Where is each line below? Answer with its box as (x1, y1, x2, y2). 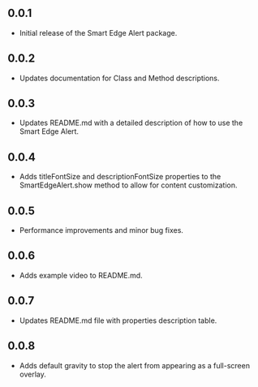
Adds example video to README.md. (19, 270, 143, 280)
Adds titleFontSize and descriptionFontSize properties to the (19, 172, 221, 182)
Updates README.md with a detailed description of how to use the (19, 118, 243, 128)
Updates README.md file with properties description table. (19, 316, 217, 325)
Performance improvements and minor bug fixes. (19, 226, 184, 235)
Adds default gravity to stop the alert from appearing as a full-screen (19, 360, 251, 370)
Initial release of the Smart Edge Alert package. (19, 28, 178, 37)
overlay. (19, 369, 46, 379)
